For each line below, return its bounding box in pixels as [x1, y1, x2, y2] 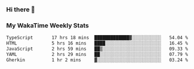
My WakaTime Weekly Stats [6, 21, 90, 29]
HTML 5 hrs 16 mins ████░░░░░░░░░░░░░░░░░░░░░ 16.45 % [6, 40, 188, 46]
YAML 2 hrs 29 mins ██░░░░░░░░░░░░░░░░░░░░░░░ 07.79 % [6, 51, 188, 57]
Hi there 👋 [6, 5, 36, 14]
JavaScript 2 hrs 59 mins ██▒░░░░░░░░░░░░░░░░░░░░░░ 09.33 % [6, 46, 188, 52]
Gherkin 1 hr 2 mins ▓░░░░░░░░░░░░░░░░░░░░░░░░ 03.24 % [6, 57, 188, 63]
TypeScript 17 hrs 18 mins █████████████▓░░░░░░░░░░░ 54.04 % [6, 35, 188, 41]
